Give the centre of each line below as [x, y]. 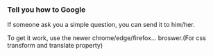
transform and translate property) [55, 46]
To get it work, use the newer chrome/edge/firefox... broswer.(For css [107, 38]
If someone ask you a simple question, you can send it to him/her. [101, 25]
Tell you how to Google [46, 10]
